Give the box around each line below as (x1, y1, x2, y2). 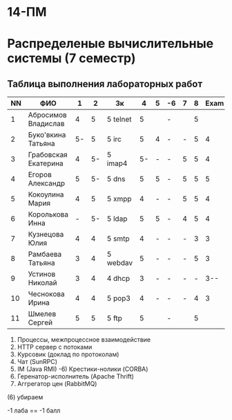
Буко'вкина (28, 130, 66, 140)
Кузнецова (28, 230, 64, 239)
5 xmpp (106, 194, 133, 204)
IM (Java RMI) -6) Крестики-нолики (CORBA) (17, 365, 148, 374)
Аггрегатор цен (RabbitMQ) (17, 380, 97, 388)
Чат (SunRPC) (17, 358, 57, 366)
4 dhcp (106, 274, 130, 284)
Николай (28, 278, 57, 288)
